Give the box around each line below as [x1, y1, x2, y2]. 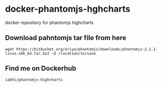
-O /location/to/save [51, 51, 96, 56]
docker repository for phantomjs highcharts [5, 20, 94, 25]
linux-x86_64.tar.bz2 [5, 51, 50, 56]
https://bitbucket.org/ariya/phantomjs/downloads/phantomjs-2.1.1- [16, 46, 158, 52]
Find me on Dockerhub [5, 65, 77, 73]
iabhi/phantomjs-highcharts [5, 77, 63, 82]
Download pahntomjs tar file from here [5, 34, 127, 42]
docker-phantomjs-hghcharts [5, 3, 131, 15]
